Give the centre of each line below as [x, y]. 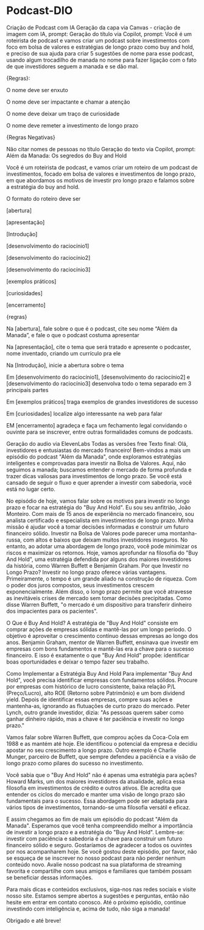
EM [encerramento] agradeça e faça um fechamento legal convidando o [97, 425]
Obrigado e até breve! [34, 920]
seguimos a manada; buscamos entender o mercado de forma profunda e [99, 470]
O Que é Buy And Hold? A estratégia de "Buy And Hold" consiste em [92, 623]
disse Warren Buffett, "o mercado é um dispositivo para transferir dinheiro [99, 604]
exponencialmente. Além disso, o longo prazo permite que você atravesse [99, 592]
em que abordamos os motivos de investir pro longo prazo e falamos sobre [100, 180]
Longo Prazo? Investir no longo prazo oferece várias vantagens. [87, 572]
